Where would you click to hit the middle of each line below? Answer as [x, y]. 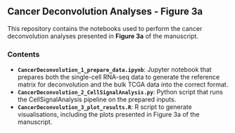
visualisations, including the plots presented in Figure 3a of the [108, 115]
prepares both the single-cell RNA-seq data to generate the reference [119, 77]
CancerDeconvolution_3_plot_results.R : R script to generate [104, 107]
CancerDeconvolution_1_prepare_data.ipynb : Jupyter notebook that [115, 70]
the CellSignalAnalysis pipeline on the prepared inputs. [97, 100]
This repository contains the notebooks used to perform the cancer [105, 28]
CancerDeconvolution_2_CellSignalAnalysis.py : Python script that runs [120, 92]
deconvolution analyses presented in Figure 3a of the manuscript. [103, 36]
